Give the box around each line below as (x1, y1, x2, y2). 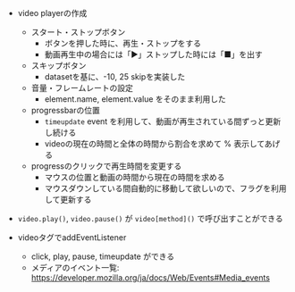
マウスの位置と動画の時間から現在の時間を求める (44, 172, 225, 182)
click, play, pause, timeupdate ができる (30, 251, 175, 262)
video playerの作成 (17, 8, 88, 18)
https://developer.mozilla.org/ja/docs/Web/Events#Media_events (30, 272, 271, 283)
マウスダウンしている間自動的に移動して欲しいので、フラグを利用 (44, 183, 287, 194)
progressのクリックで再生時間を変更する (30, 161, 182, 171)
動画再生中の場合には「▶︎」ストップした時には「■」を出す (44, 49, 264, 60)
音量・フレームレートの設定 (30, 83, 134, 93)
